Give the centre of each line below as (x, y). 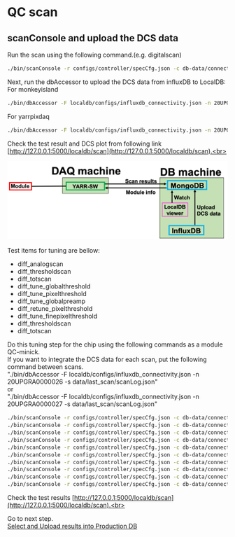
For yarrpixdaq (29, 116)
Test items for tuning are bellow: (54, 251)
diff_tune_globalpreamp (51, 301)
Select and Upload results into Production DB (72, 526)
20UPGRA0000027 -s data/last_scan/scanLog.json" (83, 404)
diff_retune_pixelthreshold (55, 309)
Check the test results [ (41, 498)
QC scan (33, 12)
